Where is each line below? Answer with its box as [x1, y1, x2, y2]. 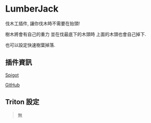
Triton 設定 [5, 98, 39, 106]
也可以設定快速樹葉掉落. [5, 42, 56, 48]
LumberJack [5, 3, 59, 15]
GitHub [5, 81, 20, 88]
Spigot [5, 72, 19, 78]
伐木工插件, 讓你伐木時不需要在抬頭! [5, 20, 80, 26]
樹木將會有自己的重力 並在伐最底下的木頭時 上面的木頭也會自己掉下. [5, 31, 146, 37]
